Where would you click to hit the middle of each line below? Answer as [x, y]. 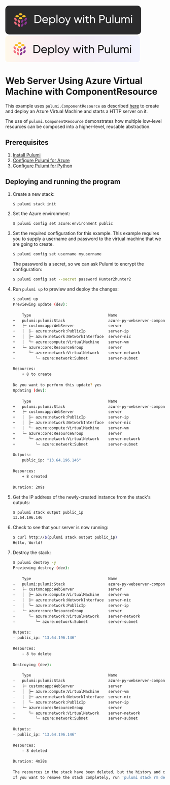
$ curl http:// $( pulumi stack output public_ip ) [65, 538]
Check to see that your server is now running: [60, 528]
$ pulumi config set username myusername [57, 254]
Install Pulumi [26, 155]
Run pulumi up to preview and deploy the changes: [66, 289]
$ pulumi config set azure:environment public [63, 224]
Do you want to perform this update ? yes [57, 385]
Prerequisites [27, 142]
